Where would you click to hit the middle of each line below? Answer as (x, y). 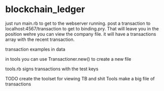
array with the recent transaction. (40, 39)
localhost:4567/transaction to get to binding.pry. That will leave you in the (82, 28)
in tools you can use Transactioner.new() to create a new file (68, 59)
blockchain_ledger (45, 9)
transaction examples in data (35, 49)
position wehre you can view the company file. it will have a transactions (81, 34)
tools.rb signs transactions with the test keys (52, 69)
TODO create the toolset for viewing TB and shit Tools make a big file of (80, 78)
